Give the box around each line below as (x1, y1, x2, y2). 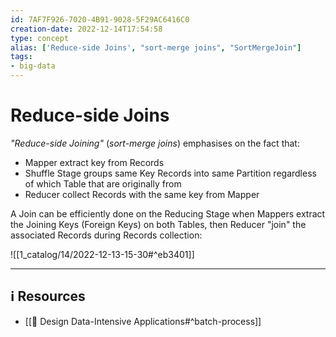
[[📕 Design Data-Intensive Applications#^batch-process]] (24, 315, 262, 327)
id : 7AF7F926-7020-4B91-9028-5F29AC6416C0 (10, 14, 190, 25)
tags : (10, 52, 33, 62)
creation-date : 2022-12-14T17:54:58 (10, 24, 163, 34)
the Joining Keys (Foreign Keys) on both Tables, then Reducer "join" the (10, 218, 307, 230)
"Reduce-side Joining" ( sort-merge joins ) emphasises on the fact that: (10, 137, 300, 149)
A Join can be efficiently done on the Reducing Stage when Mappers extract (10, 207, 326, 220)
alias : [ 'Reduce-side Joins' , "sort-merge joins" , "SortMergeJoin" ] (10, 42, 302, 53)
